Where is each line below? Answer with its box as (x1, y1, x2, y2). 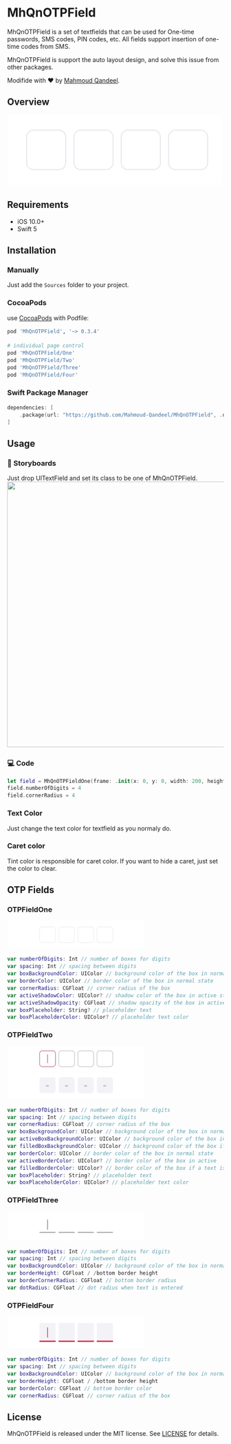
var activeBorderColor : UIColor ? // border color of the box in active (7, 1157, 217, 1164)
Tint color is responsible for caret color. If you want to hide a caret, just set (7, 857, 219, 865)
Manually (7, 265, 39, 275)
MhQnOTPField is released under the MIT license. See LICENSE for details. (7, 1430, 219, 1438)
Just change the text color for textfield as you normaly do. (7, 824, 172, 833)
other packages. (7, 63, 54, 71)
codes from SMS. (21, 42, 71, 50)
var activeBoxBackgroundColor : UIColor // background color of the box (7, 1136, 217, 1142)
